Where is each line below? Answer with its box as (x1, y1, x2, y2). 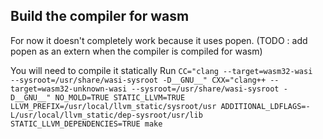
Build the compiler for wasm (10, 8, 190, 25)
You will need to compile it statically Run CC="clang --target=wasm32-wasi (10, 64, 313, 76)
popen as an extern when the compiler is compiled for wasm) (10, 45, 263, 57)
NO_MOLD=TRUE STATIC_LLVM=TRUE (54, 92, 186, 103)
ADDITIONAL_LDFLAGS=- (220, 101, 311, 111)
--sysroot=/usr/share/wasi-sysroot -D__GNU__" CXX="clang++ (10, 75, 267, 85)
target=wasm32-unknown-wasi (10, 84, 128, 94)
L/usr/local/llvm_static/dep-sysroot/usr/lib (10, 110, 203, 120)
